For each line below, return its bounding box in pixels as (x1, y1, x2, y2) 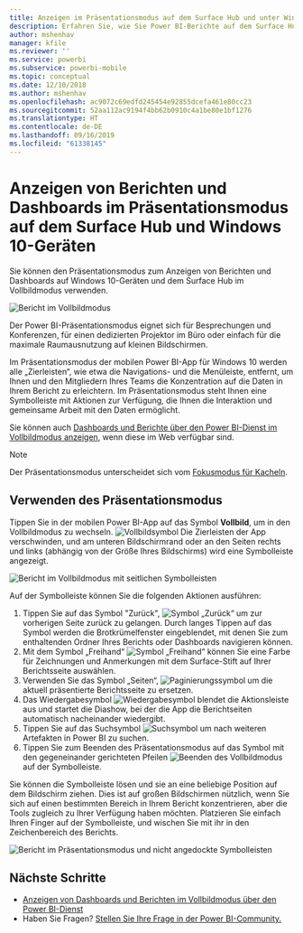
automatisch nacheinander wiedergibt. (22, 713, 166, 723)
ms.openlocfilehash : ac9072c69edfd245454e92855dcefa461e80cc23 (9, 97, 252, 107)
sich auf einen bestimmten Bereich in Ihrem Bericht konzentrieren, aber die (9, 798, 288, 808)
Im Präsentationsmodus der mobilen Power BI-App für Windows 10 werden (9, 356, 288, 367)
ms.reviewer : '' (9, 47, 70, 56)
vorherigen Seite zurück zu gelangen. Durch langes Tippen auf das (22, 617, 272, 628)
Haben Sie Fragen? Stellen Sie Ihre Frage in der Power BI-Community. (22, 913, 282, 924)
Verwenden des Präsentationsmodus (9, 493, 223, 508)
